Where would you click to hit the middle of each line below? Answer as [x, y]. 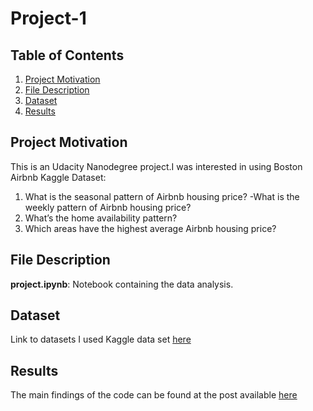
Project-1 [48, 18]
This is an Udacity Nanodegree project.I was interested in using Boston [156, 166]
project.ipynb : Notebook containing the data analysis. [122, 284]
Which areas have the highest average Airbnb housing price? [150, 228]
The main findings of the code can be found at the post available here [154, 395]
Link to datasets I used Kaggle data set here [101, 339]
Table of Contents [67, 55]
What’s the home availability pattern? [101, 218]
